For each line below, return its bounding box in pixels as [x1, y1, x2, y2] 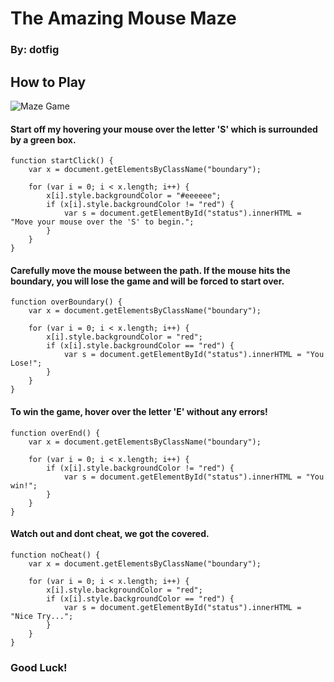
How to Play [10, 73, 87, 91]
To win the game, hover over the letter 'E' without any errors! [10, 405, 268, 417]
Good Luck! [10, 660, 68, 674]
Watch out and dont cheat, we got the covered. [10, 528, 210, 540]
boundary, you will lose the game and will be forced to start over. [10, 275, 285, 287]
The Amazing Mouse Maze [10, 7, 237, 30]
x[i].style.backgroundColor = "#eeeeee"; [46, 191, 222, 201]
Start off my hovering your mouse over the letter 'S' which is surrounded [10, 123, 318, 135]
